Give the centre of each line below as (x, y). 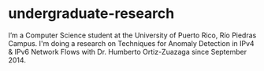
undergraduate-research (91, 14)
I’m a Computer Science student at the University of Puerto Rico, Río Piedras (132, 35)
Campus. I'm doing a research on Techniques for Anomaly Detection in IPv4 (131, 43)
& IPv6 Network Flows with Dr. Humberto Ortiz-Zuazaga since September (127, 51)
